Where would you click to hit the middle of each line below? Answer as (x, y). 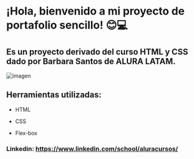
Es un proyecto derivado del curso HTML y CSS (97, 52)
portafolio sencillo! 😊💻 (67, 25)
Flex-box (26, 133)
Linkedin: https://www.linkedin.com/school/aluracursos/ (92, 149)
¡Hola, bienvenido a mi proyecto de (95, 11)
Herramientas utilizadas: (54, 95)
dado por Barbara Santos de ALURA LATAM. (91, 61)
